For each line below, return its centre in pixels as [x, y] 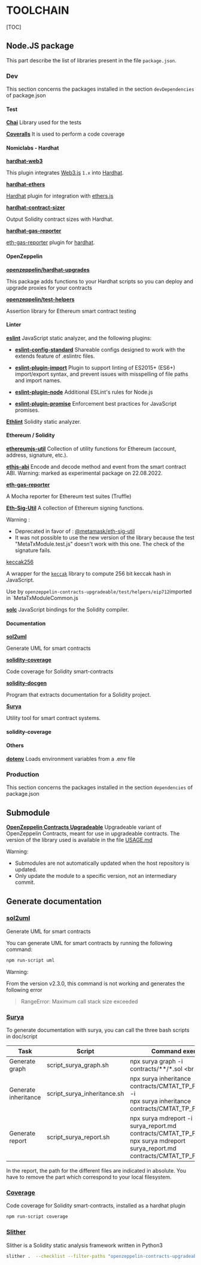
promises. [27, 410]
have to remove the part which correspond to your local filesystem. [89, 1177]
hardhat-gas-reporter [34, 231]
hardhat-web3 [25, 161]
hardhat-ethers [26, 184]
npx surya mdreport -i [161, 1119]
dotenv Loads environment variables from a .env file [71, 759]
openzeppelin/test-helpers [40, 299]
